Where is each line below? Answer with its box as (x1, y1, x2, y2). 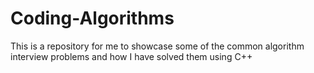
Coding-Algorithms (10, 7, 175, 30)
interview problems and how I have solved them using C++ (10, 50, 253, 62)
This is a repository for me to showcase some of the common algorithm (10, 40, 305, 52)
